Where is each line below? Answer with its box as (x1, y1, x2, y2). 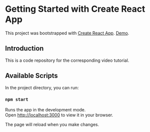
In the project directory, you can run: (5, 84, 79, 90)
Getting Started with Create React (5, 3, 146, 15)
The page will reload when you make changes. (5, 121, 100, 127)
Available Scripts (5, 72, 58, 80)
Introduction (5, 44, 44, 53)
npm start (5, 97, 28, 103)
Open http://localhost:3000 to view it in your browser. (5, 112, 114, 118)
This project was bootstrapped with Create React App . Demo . (5, 30, 129, 36)
